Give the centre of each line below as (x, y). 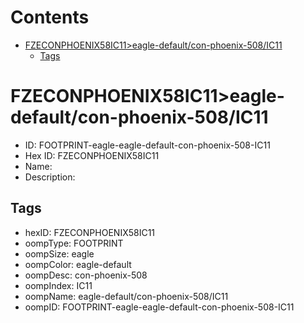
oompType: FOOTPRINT (74, 243)
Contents (50, 17)
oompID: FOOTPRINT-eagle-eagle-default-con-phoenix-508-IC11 (159, 307)
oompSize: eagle (59, 253)
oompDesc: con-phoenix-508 (86, 275)
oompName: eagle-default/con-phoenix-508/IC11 (126, 296)
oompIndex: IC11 (58, 285)
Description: (50, 177)
